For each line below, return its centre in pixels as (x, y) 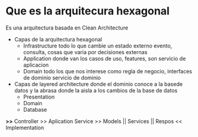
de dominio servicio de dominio (62, 78)
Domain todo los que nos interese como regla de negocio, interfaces (108, 71)
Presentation (39, 97)
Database (35, 109)
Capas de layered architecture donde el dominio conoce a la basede (98, 84)
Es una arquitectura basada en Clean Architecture (67, 28)
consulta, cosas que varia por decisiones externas (85, 52)
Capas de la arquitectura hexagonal (58, 39)
